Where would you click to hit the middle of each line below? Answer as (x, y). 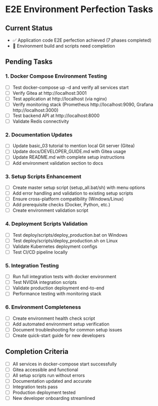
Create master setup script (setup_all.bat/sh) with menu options (79, 187)
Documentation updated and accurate (52, 381)
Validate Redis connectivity (41, 121)
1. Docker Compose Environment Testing (56, 76)
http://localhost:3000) (36, 110)
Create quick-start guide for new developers (59, 335)
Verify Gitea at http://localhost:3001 (49, 93)
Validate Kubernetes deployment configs (55, 246)
